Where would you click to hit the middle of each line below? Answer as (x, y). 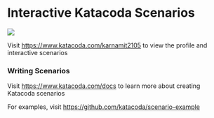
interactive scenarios (38, 52)
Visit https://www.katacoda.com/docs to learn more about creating (104, 86)
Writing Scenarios (39, 71)
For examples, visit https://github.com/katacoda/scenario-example (103, 107)
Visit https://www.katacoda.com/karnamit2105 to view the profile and (107, 45)
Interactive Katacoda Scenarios (101, 13)
